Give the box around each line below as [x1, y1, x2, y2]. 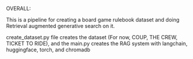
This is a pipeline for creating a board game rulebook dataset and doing [6, 16, 179, 23]
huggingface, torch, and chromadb [6, 46, 91, 53]
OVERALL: [6, 5, 31, 12]
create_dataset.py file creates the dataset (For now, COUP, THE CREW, [6, 34, 178, 40]
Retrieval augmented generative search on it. [6, 23, 115, 29]
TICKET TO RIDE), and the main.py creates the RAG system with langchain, [6, 40, 188, 47]
